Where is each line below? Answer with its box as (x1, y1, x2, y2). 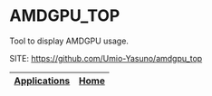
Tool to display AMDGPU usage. (9, 35, 130, 46)
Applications (14, 74, 71, 87)
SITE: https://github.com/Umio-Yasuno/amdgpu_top (9, 53, 203, 63)
